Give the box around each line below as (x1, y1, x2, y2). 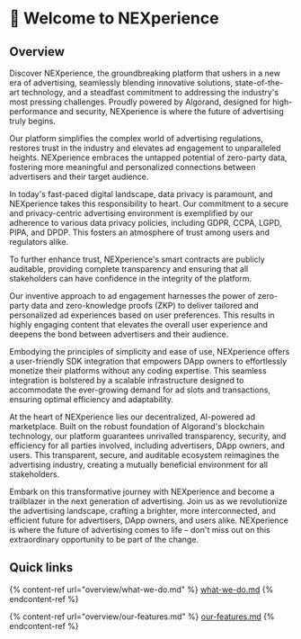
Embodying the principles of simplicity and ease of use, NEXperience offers (9, 346, 290, 356)
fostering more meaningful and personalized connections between (9, 162, 256, 172)
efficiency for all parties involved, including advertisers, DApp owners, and (9, 440, 286, 451)
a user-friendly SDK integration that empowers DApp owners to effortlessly (9, 355, 288, 366)
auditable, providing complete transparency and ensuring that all (9, 264, 249, 274)
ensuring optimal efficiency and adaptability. (9, 394, 173, 404)
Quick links (9, 560, 74, 575)
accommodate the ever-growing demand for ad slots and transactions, (9, 384, 271, 395)
